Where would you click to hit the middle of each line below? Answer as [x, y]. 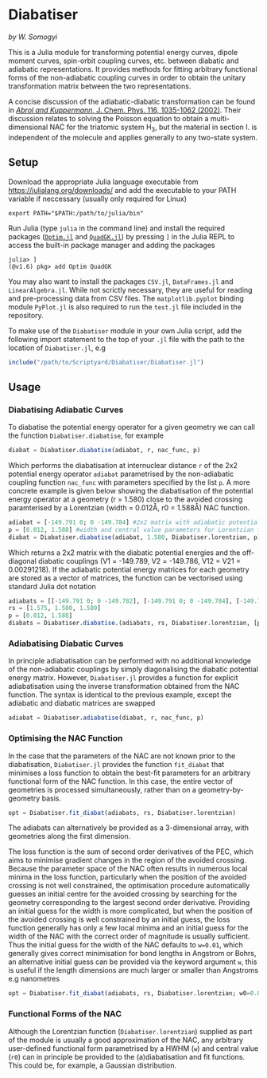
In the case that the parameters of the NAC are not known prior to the [122, 756]
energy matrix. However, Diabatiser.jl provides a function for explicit [123, 678]
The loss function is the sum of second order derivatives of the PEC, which [131, 852]
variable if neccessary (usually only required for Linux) [98, 199]
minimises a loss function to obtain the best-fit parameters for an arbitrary [130, 773]
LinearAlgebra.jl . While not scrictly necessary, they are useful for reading [130, 289]
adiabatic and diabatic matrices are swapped [82, 703]
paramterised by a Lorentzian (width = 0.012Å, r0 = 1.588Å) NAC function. [129, 507]
